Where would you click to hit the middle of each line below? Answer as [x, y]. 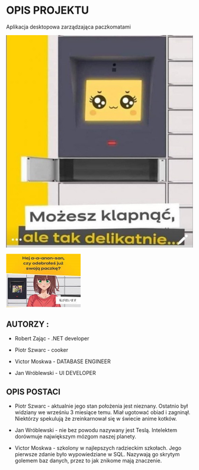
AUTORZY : [28, 324]
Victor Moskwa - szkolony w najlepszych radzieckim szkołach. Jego [98, 448]
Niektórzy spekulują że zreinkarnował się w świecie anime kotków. [96, 419]
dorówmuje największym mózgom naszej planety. [75, 437]
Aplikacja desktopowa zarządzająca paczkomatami [69, 27]
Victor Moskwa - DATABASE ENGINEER [62, 362]
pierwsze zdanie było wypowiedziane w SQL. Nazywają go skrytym [97, 455]
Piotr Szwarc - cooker [41, 350]
